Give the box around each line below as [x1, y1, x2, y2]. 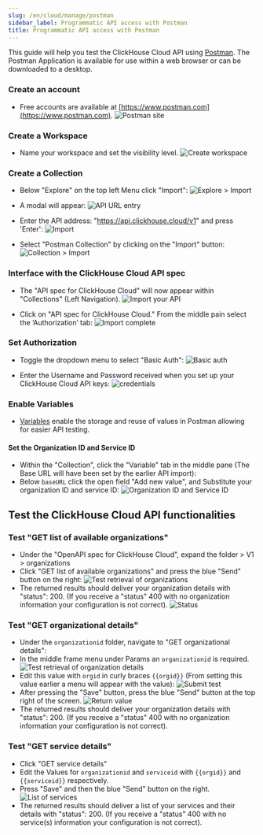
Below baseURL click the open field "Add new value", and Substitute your [19, 477, 253, 487]
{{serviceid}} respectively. [19, 775, 109, 785]
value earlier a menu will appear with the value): [19, 679, 175, 689]
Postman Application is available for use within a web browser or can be [8, 56, 242, 65]
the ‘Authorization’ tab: [19, 317, 93, 327]
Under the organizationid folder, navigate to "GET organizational [19, 637, 230, 647]
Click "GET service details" [19, 759, 108, 768]
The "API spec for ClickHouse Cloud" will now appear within [19, 285, 214, 295]
